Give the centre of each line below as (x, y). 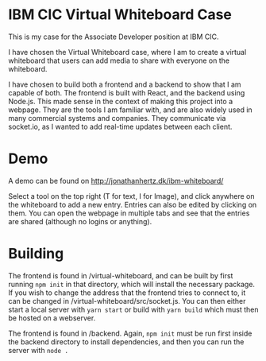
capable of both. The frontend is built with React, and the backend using (127, 92)
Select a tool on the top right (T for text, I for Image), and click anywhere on (132, 196)
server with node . (39, 350)
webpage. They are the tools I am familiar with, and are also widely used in (130, 110)
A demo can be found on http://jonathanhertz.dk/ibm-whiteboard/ (116, 180)
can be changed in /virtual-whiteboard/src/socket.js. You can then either (127, 301)
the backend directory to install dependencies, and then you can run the (126, 342)
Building (36, 254)
